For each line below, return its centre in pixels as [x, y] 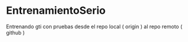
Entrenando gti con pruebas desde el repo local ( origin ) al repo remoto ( [94, 26]
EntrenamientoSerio [56, 11]
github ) [16, 32]
